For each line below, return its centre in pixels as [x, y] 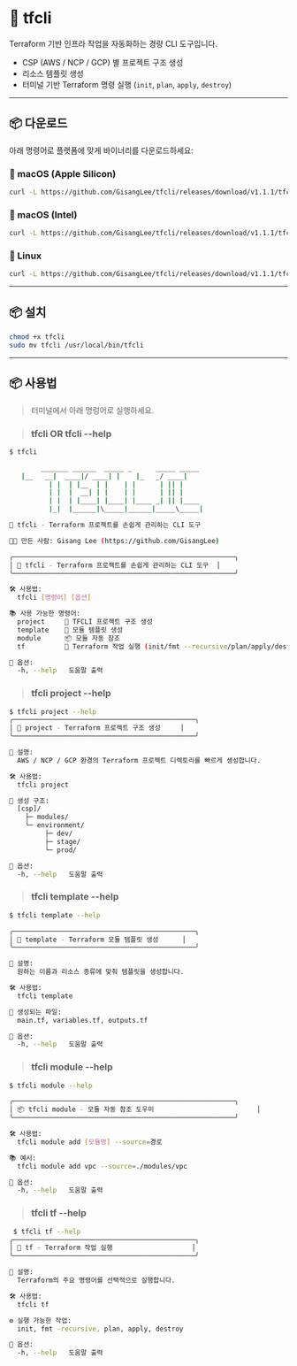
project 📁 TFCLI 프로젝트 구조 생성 [85, 622]
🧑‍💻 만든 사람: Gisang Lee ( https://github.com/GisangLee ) [114, 541]
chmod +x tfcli [37, 337]
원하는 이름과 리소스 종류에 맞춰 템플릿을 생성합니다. [101, 972]
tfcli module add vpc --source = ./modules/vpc [103, 1166]
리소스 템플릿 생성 [53, 73]
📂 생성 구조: [30, 801]
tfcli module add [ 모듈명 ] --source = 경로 [90, 1142]
